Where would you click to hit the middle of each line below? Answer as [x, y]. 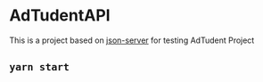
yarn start [39, 67]
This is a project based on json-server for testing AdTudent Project [132, 40]
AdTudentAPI [60, 16]
